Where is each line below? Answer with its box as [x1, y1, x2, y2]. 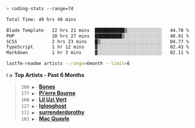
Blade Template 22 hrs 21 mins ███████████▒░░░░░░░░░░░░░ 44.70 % [6, 27, 189, 33]
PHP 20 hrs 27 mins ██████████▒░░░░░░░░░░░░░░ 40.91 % [6, 33, 189, 39]
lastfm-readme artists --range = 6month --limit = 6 [6, 61, 130, 67]
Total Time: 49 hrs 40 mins [6, 16, 77, 22]
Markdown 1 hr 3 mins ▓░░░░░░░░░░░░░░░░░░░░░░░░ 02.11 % [6, 50, 189, 56]
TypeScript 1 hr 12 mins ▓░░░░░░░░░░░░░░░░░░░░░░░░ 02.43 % [6, 44, 189, 50]
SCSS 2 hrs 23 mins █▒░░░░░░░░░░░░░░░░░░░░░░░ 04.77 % [6, 38, 189, 44]
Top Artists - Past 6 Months [14, 72, 85, 78]
